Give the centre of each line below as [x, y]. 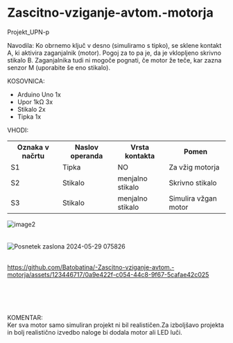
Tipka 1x [29, 117]
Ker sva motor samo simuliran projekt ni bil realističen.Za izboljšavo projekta [115, 325]
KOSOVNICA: [26, 81]
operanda [87, 156]
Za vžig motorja [194, 167]
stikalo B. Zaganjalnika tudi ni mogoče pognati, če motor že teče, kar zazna [114, 60]
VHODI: [18, 130]
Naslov [87, 147]
